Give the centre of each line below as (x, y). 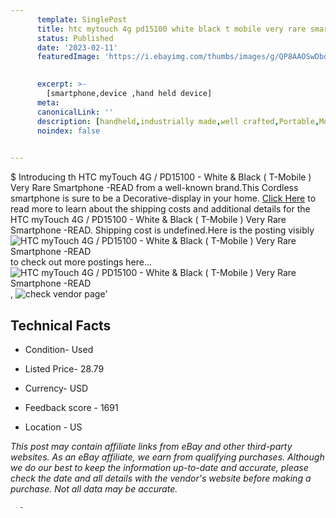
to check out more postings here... (81, 262)
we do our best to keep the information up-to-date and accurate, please (159, 467)
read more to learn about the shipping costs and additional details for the (160, 209)
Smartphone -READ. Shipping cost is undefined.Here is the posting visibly (162, 230)
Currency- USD (56, 388)
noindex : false (68, 131)
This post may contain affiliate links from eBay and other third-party (151, 446)
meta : (48, 102)
